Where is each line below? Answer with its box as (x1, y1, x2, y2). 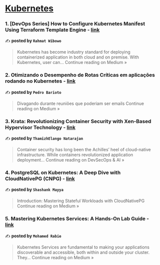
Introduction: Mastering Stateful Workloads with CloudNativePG (17, 198, 145, 204)
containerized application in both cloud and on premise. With (17, 54, 140, 60)
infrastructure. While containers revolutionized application (17, 152, 134, 158)
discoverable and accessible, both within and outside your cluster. (17, 249, 150, 255)
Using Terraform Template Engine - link (5, 26, 100, 33)
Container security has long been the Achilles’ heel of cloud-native (17, 147, 151, 153)
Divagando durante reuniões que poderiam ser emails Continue (17, 101, 144, 106)
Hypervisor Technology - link (5, 124, 76, 131)
